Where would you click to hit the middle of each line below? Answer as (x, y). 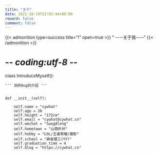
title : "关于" (19, 9)
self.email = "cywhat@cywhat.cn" (48, 120)
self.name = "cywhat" (35, 107)
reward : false (19, 18)
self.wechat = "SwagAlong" (41, 124)
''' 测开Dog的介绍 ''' (26, 86)
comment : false (20, 23)
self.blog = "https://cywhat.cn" (48, 148)
